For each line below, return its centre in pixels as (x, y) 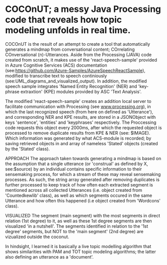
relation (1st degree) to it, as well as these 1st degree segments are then (79, 221)
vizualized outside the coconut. (37, 237)
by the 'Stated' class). (28, 149)
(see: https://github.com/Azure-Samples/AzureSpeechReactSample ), (75, 70)
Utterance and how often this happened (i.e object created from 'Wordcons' (83, 200)
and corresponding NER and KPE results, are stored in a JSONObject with (81, 117)
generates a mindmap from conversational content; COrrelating (70, 49)
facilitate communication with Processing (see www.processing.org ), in (78, 106)
